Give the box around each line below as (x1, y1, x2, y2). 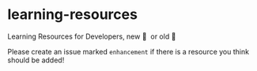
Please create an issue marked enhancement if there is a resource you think (7, 47, 250, 56)
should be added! (7, 55, 65, 65)
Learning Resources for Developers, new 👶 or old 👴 (7, 32, 176, 41)
